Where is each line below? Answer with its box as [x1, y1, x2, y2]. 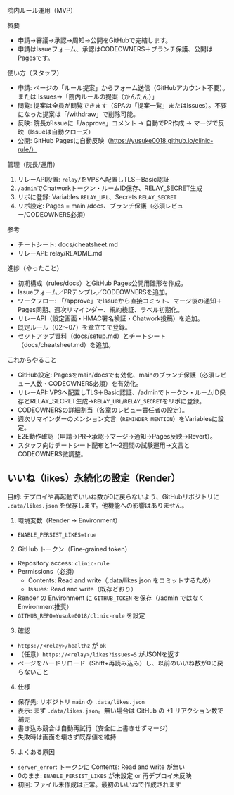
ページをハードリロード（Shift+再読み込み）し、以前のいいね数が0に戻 [17, 658, 223, 667]
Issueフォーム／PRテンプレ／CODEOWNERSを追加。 [17, 288, 171, 296]
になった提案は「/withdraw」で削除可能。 [17, 110, 139, 118]
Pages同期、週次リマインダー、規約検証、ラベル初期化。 [17, 306, 184, 313]
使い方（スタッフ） [7, 69, 63, 77]
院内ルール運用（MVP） [7, 6, 77, 14]
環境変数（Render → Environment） [17, 516, 122, 525]
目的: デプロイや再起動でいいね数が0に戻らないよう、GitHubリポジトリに [7, 492, 220, 501]
